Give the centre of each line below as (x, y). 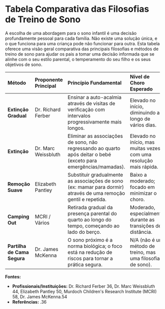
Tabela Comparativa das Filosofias (77, 9)
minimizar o (143, 193)
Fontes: (13, 277)
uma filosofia (145, 258)
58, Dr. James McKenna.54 (40, 297)
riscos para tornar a (90, 258)
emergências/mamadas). (96, 167)
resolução (141, 160)
